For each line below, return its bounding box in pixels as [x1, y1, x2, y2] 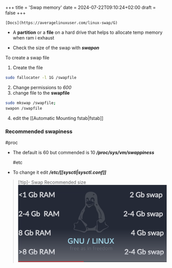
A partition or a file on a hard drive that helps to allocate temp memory [12, 29, 163, 35]
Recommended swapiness [5, 128, 73, 135]
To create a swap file [5, 55, 50, 60]
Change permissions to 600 [12, 84, 72, 90]
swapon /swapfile [5, 106, 42, 111]
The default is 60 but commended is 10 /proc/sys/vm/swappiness [12, 149, 155, 155]
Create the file [12, 65, 43, 71]
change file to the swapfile [12, 90, 70, 96]
